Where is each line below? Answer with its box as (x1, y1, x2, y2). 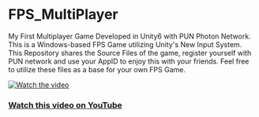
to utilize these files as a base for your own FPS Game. (8, 64, 186, 74)
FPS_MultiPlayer (8, 5, 118, 24)
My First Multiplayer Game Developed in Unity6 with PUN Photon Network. (8, 31, 251, 41)
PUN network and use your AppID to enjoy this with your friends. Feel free (8, 57, 250, 66)
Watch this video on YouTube (8, 100, 122, 111)
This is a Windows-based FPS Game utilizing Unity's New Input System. (8, 39, 242, 49)
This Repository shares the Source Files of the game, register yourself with (8, 48, 252, 57)
